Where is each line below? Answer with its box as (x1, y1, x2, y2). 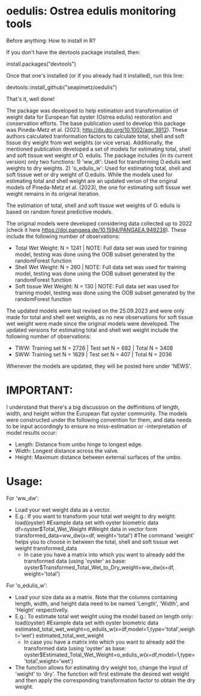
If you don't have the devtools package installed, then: (6, 48, 141, 55)
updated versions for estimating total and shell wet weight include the (6, 326, 178, 334)
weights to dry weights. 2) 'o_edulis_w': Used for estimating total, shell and (6, 164, 191, 172)
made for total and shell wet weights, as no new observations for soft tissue (6, 313, 193, 320)
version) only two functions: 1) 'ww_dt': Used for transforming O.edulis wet (6, 158, 191, 165)
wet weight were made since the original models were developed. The (6, 320, 180, 327)
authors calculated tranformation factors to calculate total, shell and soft (6, 132, 185, 140)
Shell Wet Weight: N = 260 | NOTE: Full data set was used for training (14, 263, 187, 270)
